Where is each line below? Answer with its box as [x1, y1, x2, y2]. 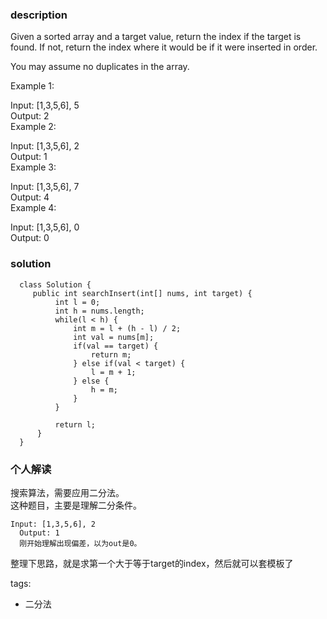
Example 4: [10, 202, 57, 214]
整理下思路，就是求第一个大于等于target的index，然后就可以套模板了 [10, 557, 294, 569]
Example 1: [10, 80, 55, 92]
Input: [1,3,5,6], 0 [10, 221, 80, 233]
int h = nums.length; [54, 306, 145, 316]
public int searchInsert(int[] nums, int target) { [32, 288, 253, 298]
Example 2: [10, 121, 57, 133]
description [10, 8, 68, 22]
